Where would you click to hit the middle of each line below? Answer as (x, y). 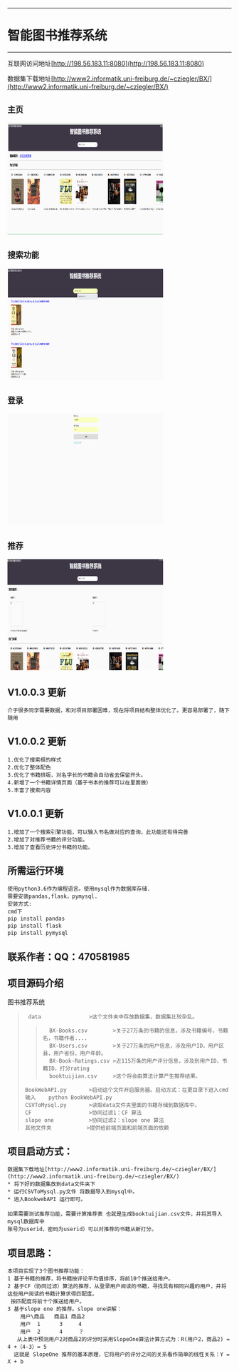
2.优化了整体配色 (29, 767)
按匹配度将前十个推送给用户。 (48, 1302)
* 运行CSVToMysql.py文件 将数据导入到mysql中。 (73, 1192)
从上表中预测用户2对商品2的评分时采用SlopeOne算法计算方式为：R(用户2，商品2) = (123, 1340)
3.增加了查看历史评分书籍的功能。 (51, 847)
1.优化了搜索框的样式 (34, 760)
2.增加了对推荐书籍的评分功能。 (48, 839)
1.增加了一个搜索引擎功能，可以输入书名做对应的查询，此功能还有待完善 (98, 832)
